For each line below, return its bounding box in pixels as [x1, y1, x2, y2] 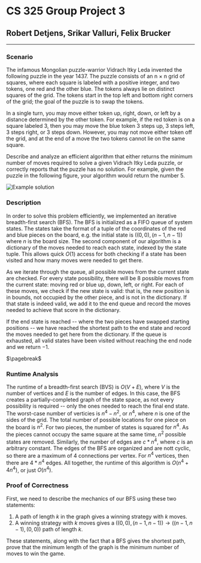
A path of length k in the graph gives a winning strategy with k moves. [14, 513, 187, 520]
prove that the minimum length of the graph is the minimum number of [6, 543, 179, 550]
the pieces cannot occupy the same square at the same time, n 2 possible [6, 430, 187, 437]
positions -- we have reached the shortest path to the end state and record [6, 324, 191, 331]
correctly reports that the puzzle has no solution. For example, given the [6, 166, 184, 173]
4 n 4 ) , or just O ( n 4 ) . [6, 465, 53, 473]
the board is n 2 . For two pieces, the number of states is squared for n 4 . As [6, 423, 189, 431]
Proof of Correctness [6, 481, 69, 489]
